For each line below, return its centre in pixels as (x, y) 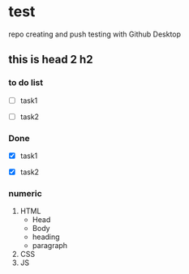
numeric (25, 194)
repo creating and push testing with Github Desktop (94, 34)
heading (46, 237)
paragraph (49, 246)
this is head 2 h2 (51, 60)
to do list (26, 83)
